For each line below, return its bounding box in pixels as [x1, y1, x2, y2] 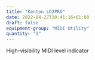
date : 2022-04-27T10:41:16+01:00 [6, 14, 90, 20]
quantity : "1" [6, 31, 42, 37]
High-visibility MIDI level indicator [6, 47, 89, 54]
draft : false [6, 20, 39, 26]
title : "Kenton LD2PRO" [6, 8, 66, 15]
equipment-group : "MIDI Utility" [6, 25, 90, 31]
